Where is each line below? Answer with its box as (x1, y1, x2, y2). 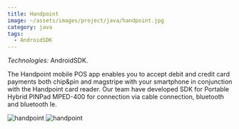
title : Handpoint (7, 10, 59, 18)
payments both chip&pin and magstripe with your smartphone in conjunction (7, 77, 233, 86)
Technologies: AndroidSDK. (7, 56, 88, 64)
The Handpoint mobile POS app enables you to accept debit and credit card (7, 70, 230, 79)
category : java (7, 23, 53, 30)
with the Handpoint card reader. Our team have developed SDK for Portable (7, 85, 230, 94)
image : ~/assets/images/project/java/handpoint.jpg (7, 17, 164, 24)
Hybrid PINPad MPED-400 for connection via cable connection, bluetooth (7, 93, 225, 101)
